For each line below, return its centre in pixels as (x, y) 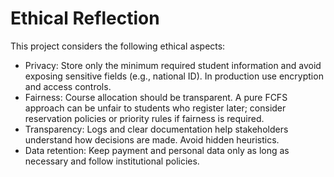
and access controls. (68, 86)
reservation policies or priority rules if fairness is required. (144, 118)
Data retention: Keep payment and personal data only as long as (157, 150)
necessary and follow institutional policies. (112, 161)
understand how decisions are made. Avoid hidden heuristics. (152, 139)
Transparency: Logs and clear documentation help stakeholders (156, 129)
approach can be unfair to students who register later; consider (155, 108)
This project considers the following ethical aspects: (118, 46)
